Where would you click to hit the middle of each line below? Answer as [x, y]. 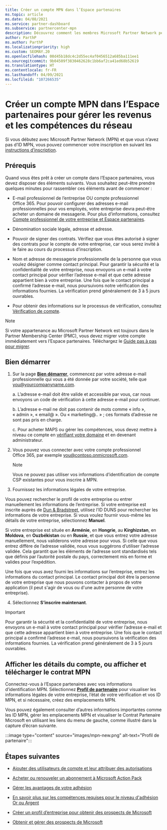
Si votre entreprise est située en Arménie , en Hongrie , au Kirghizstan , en [81, 530]
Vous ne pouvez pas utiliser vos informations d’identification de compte [86, 475]
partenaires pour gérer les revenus [78, 115]
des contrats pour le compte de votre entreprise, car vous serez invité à [86, 244]
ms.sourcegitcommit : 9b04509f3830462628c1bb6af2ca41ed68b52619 [72, 61]
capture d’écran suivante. [31, 726]
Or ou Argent [26, 803]
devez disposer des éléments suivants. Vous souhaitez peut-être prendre [80, 183]
